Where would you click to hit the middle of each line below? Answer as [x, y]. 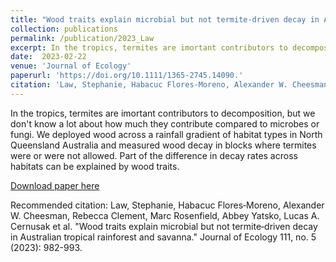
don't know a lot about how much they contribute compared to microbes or [165, 123]
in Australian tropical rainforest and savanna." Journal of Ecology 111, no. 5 [163, 237]
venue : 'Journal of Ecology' [71, 66]
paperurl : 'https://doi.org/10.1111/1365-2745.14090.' [127, 76]
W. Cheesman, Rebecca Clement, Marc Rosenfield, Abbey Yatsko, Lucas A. [165, 215]
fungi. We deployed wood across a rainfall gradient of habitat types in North [166, 134]
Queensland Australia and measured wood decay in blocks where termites [163, 145]
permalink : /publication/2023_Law [82, 38]
